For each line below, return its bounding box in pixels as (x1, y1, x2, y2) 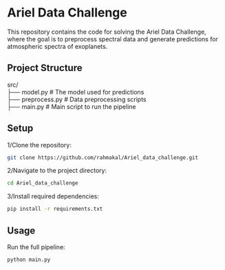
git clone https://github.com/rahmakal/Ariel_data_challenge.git (7, 154, 198, 161)
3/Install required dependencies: (7, 192, 100, 200)
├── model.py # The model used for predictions (7, 87, 144, 96)
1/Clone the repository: (7, 141, 72, 149)
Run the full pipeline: (7, 243, 65, 251)
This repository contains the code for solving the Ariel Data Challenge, (7, 28, 206, 36)
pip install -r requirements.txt (7, 205, 103, 213)
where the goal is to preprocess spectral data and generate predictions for (7, 34, 219, 43)
